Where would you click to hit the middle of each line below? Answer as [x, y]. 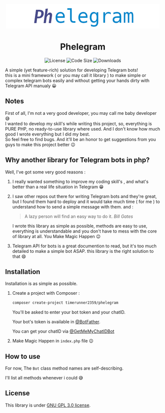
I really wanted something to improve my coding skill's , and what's [80, 181]
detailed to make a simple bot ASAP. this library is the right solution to [83, 251]
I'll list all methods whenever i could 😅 [44, 378]
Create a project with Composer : [46, 293]
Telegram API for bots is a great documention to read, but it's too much [84, 246]
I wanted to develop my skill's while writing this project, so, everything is [79, 123]
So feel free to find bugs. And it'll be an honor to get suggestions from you [81, 139]
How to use [23, 356]
